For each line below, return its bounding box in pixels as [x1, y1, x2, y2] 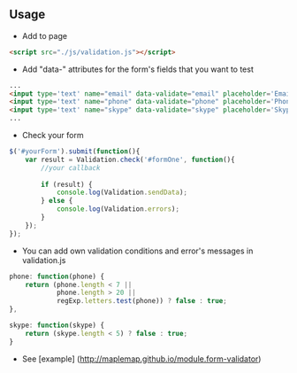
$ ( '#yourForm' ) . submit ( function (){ [9, 147, 141, 156]
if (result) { [41, 180, 93, 189]
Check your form [21, 130, 84, 141]
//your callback [41, 163, 101, 172]
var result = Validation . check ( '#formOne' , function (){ [25, 155, 236, 164]
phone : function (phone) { [9, 272, 104, 281]
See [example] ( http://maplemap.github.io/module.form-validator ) [21, 354, 262, 364]
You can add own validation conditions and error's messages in [21, 245, 254, 256]
